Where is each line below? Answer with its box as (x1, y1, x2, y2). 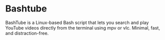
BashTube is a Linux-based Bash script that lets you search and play (5, 19, 149, 25)
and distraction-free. (5, 30, 49, 36)
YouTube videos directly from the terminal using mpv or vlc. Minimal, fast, (5, 24, 160, 30)
